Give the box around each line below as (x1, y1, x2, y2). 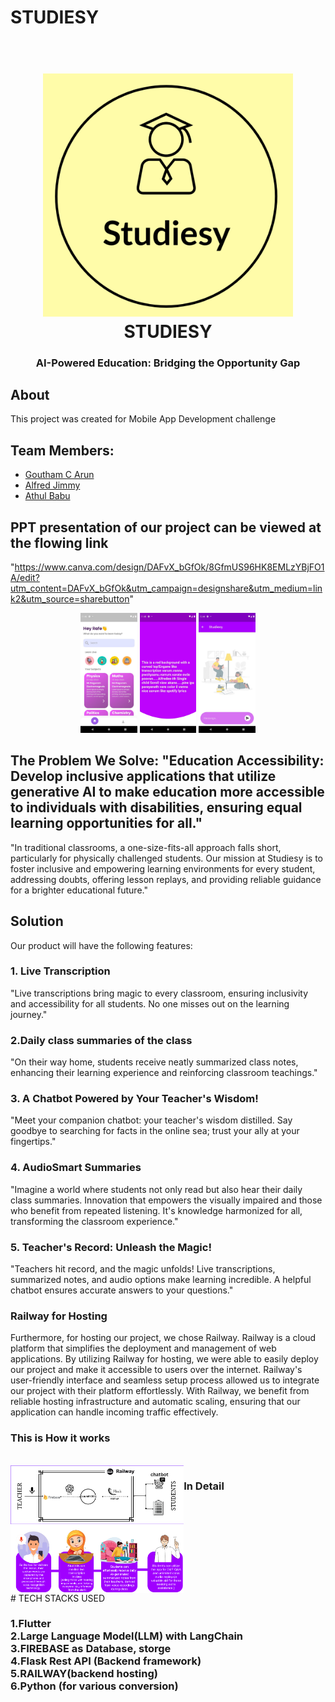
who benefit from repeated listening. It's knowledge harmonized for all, (10, 1204, 303, 1216)
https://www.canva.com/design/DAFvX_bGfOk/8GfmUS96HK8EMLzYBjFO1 (14, 561, 325, 573)
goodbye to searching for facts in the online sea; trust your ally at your (10, 1125, 300, 1137)
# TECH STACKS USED (10, 1592, 106, 1604)
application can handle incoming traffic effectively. (10, 1406, 219, 1418)
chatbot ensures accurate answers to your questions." (10, 1284, 234, 1296)
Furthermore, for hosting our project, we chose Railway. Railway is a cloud (10, 1332, 317, 1344)
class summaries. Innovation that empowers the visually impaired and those (10, 1194, 323, 1206)
